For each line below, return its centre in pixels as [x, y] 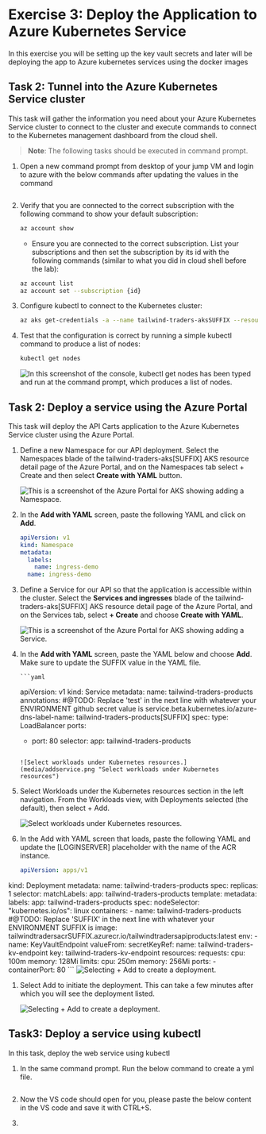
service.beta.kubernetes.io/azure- [201, 709]
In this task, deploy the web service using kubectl [89, 1053]
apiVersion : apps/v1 [54, 870]
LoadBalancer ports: [53, 726]
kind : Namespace [46, 545]
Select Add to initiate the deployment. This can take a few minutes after [137, 985]
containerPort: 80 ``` [41, 970]
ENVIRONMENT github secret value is [82, 709]
